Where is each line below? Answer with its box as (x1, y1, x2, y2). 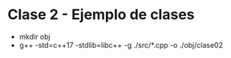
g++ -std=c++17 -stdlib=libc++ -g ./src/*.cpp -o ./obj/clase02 (18, 40, 224, 49)
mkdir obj (18, 32, 51, 41)
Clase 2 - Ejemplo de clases (7, 6, 195, 24)
